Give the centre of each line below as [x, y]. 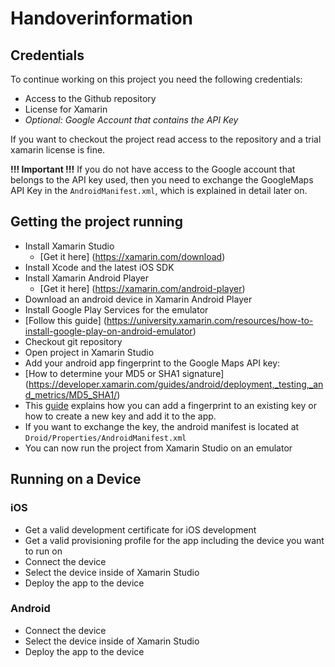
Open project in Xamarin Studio [89, 352]
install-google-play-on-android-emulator [108, 331]
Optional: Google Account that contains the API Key [131, 120]
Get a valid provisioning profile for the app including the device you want [174, 540]
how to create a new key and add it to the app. [120, 416]
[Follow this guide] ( [65, 320]
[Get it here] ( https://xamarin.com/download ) [132, 256]
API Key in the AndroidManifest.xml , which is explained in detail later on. [159, 190]
